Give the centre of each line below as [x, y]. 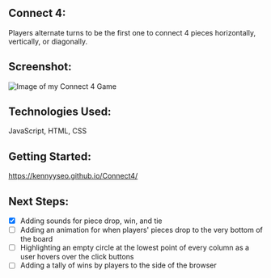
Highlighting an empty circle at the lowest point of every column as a [134, 248]
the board [36, 239]
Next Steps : [38, 201]
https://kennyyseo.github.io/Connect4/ [73, 176]
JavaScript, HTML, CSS [48, 131]
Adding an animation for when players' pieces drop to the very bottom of [141, 230]
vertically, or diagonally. [48, 41]
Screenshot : [40, 67]
